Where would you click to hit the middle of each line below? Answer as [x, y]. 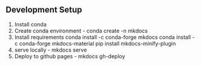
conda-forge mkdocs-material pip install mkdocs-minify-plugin [97, 43]
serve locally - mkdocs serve [51, 50]
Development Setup [44, 10]
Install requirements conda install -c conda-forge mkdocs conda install [103, 37]
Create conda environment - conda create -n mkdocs [81, 31]
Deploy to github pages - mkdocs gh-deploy [70, 56]
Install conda [30, 24]
